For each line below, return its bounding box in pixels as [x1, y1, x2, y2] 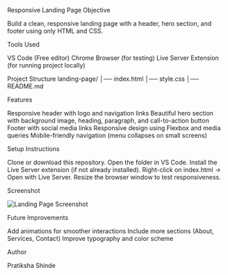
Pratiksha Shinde [7, 261, 56, 269]
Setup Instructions [7, 145, 60, 152]
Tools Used [7, 40, 40, 48]
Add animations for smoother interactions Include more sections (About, [7, 227, 214, 235]
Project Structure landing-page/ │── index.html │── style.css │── [7, 74, 199, 83]
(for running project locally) [7, 61, 85, 69]
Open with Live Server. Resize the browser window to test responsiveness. [7, 173, 221, 181]
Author [7, 248, 27, 256]
